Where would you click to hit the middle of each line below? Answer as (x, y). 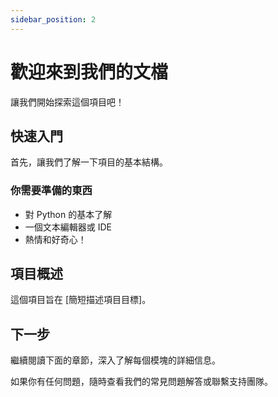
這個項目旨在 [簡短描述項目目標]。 (81, 300)
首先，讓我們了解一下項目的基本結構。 (89, 162)
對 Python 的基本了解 (68, 214)
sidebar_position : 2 (53, 19)
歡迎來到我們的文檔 (89, 72)
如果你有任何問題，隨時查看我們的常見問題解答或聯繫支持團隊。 (141, 382)
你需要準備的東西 (51, 191)
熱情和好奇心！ (55, 239)
